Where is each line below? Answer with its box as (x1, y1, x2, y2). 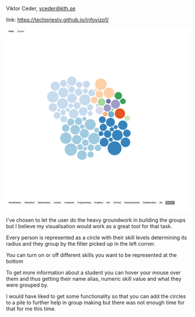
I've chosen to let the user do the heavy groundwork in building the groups (6, 216, 186, 224)
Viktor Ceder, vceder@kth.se (6, 5, 76, 12)
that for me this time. (6, 305, 56, 312)
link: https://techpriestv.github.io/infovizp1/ (6, 16, 109, 23)
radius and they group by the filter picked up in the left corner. (6, 240, 156, 247)
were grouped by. (6, 281, 48, 288)
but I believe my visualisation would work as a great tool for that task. (6, 222, 172, 229)
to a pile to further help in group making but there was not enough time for (6, 299, 185, 306)
